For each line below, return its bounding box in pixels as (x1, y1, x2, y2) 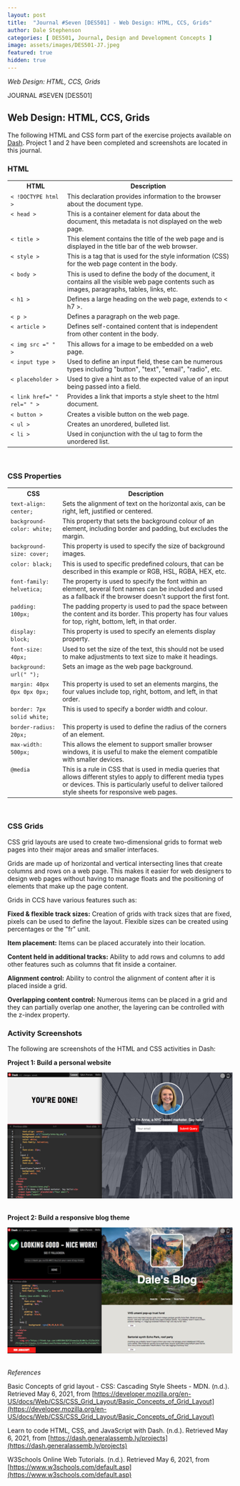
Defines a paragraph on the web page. (66, 312, 180, 321)
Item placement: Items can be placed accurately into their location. (7, 938, 206, 947)
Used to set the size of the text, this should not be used (61, 644, 224, 653)
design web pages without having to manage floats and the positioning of (7, 874, 224, 882)
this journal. (7, 146, 42, 154)
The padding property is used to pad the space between (61, 602, 228, 611)
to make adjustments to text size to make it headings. (61, 652, 218, 661)
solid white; (10, 714, 49, 721)
